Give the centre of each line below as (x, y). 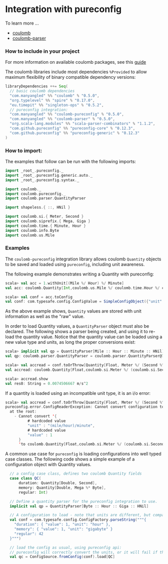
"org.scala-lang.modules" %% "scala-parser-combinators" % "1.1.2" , (82, 124)
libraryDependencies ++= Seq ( (37, 86)
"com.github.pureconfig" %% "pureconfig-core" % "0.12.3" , (72, 128)
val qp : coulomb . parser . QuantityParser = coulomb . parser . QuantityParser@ (84, 356)
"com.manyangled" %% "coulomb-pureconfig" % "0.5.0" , (67, 114)
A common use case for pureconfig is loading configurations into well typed (83, 454)
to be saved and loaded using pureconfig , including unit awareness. (75, 264)
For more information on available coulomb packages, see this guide (76, 62)
